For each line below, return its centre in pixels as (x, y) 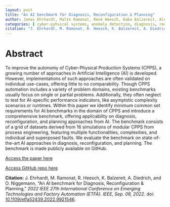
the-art (13, 143)
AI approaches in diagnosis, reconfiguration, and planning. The (87, 143)
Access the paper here (29, 158)
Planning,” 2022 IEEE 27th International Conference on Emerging (73, 189)
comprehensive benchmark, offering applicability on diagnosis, (71, 116)
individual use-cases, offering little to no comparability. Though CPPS (78, 84)
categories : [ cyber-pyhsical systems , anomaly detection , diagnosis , (81, 24)
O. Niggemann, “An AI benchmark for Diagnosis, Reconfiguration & (75, 183)
